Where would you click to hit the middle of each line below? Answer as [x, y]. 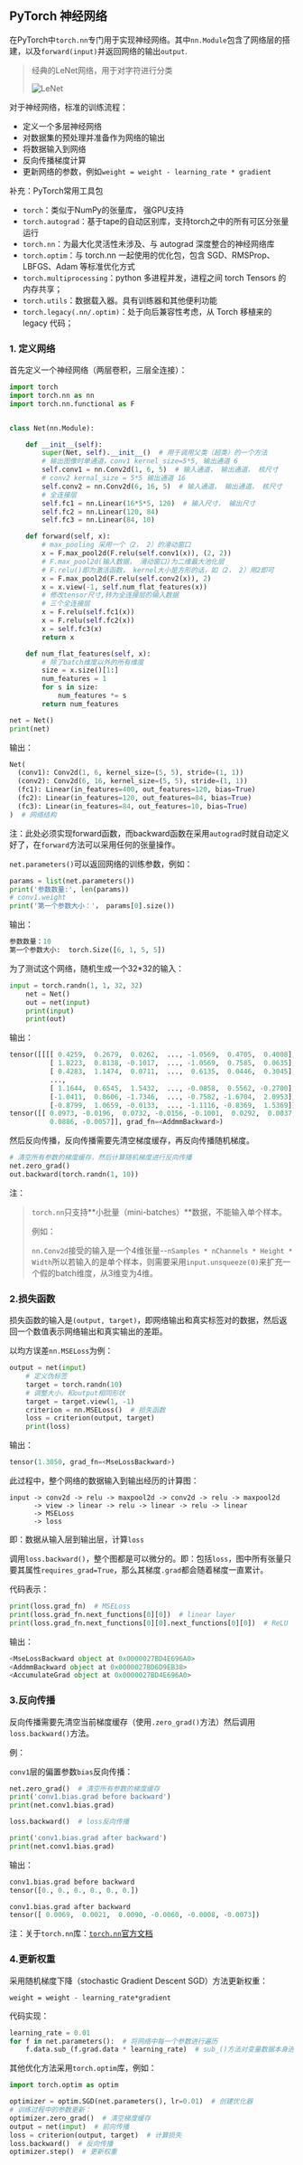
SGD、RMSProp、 [241, 255]
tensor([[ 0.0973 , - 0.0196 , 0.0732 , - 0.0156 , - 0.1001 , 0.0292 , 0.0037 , [153, 1114]
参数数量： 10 [30, 942]
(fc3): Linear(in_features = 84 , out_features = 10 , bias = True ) [133, 806]
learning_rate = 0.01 [50, 2033]
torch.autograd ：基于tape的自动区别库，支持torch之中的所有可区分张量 [156, 221]
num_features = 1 [74, 679]
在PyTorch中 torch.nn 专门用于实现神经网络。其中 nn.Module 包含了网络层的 [146, 40]
